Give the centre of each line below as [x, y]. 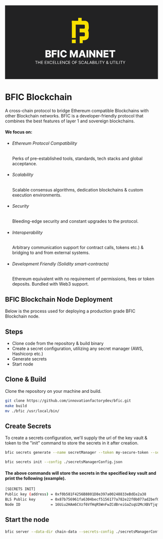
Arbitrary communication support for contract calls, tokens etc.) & [78, 248]
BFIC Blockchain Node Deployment [59, 299]
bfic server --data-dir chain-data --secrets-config [59, 532]
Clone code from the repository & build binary [58, 344]
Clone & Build [26, 379]
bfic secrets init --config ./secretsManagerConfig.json [64, 462]
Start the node [27, 520]
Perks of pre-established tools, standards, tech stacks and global [77, 158]
